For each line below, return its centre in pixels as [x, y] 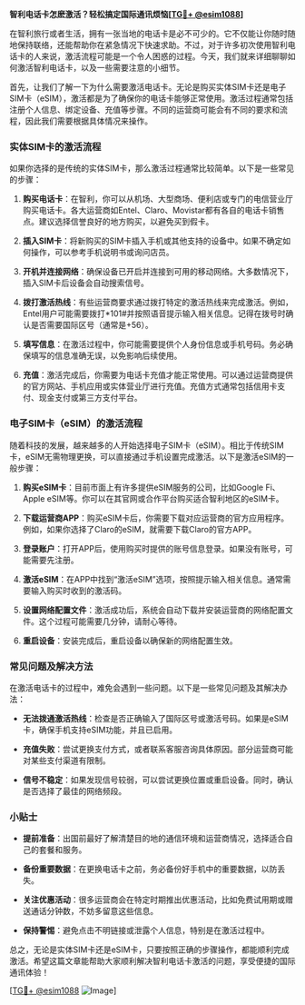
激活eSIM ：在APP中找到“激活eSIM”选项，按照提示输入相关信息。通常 [152, 579]
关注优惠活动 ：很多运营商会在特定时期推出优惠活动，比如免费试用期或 [154, 900]
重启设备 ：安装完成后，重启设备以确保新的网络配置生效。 [130, 641]
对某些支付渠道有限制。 [66, 760]
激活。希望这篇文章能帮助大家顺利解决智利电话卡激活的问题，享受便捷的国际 [152, 961]
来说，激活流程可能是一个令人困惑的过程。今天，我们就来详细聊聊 [164, 56]
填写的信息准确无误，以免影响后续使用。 [106, 356]
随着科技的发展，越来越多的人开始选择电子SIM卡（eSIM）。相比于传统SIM [147, 445]
